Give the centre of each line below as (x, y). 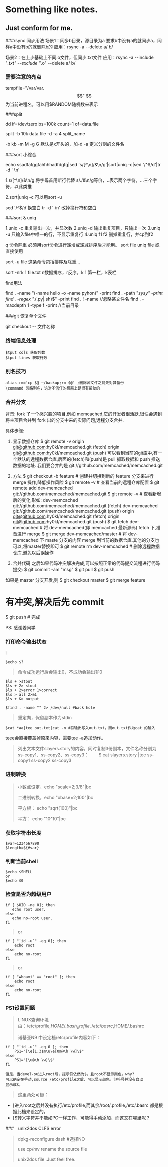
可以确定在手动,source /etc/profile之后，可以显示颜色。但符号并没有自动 (75, 1079)
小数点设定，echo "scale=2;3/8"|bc (55, 787)
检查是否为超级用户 (29, 894)
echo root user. (29, 909)
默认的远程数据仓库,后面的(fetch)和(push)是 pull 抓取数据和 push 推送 (89, 459)
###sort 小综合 (21, 155)
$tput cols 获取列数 (25, 352)
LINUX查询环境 (33, 1019)
